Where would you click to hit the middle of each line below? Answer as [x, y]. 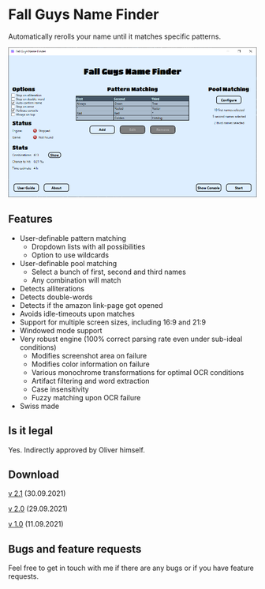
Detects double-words [56, 297]
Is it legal [31, 431]
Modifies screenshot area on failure [89, 355]
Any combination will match [76, 280]
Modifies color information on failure [90, 364]
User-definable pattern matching [73, 238]
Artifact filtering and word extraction [90, 381]
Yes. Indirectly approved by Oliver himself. [77, 450]
